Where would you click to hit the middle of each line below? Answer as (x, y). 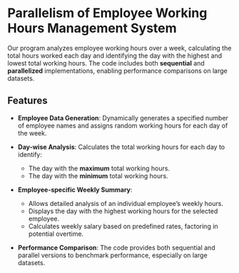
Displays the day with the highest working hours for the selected (123, 211)
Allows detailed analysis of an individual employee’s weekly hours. (126, 203)
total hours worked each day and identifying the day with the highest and (115, 56)
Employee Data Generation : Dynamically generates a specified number (123, 118)
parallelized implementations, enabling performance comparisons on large (117, 71)
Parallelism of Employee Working (107, 13)
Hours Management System (92, 28)
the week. (32, 133)
